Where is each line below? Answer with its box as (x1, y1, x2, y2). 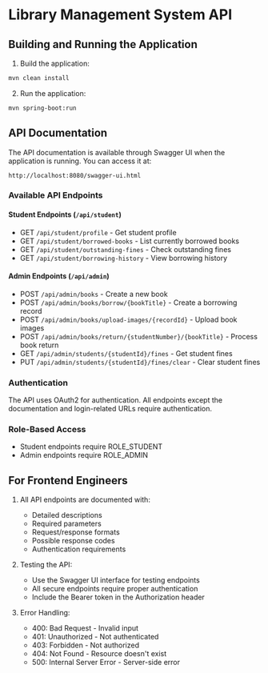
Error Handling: (19, 608, 70, 618)
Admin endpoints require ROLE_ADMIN (19, 451, 149, 460)
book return (19, 340, 59, 350)
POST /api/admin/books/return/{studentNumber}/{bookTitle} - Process (19, 331, 258, 341)
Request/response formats (31, 527, 120, 537)
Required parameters (31, 519, 102, 529)
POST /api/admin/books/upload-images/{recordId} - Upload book (19, 314, 238, 324)
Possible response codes (31, 536, 115, 546)
